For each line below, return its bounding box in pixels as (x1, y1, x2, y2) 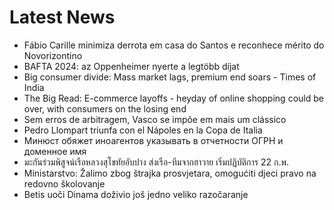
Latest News (9, 6, 116, 29)
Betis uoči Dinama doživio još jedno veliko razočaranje (23, 188, 249, 200)
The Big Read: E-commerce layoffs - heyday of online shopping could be (23, 92, 324, 104)
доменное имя (23, 145, 87, 157)
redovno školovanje (23, 177, 106, 190)
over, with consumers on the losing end (23, 102, 187, 115)
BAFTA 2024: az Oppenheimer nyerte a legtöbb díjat (23, 60, 240, 72)
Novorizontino (23, 49, 83, 61)
